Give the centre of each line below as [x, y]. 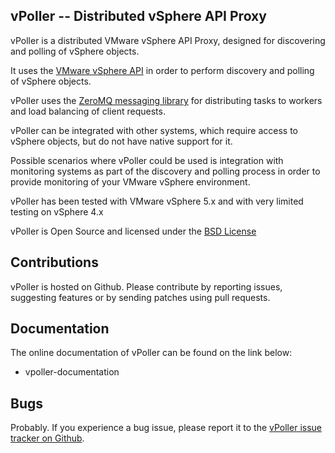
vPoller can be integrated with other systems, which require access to [154, 130]
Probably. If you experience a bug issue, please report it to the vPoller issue [166, 428]
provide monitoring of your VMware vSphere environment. [130, 181]
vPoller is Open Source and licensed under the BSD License [133, 231]
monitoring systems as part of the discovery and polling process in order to [165, 171]
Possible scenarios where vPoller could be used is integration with [147, 160]
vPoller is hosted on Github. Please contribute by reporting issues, [146, 286]
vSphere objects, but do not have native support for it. [121, 141]
